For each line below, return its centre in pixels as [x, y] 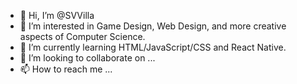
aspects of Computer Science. [82, 36]
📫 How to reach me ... [66, 69]
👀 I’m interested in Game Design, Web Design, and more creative [153, 26]
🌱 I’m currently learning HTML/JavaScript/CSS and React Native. [153, 47]
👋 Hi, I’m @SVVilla [57, 15]
